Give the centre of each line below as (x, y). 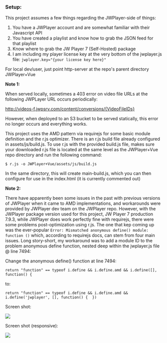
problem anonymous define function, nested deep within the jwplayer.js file (83, 246)
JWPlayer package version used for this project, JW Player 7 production (79, 214)
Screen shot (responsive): (32, 326)
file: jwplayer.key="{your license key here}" (59, 60)
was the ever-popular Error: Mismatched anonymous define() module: (77, 230)
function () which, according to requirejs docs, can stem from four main (80, 235)
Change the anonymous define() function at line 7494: (61, 261)
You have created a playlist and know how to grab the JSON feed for (83, 38)
